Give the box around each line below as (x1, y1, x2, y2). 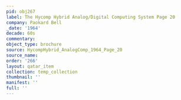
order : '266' (6, 58, 38, 64)
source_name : (6, 52, 38, 58)
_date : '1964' (6, 25, 41, 31)
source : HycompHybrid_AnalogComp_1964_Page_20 (6, 47, 123, 53)
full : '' (6, 85, 28, 91)
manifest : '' (6, 80, 38, 86)
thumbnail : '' (6, 74, 41, 80)
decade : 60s (6, 31, 35, 36)
